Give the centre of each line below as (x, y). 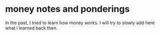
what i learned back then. (31, 28)
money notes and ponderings (67, 9)
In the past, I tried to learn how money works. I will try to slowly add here (80, 23)
